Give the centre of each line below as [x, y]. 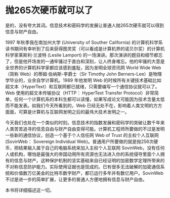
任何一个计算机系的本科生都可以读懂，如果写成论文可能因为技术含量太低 [89, 99]
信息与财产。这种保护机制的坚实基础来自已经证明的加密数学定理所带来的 [89, 160]
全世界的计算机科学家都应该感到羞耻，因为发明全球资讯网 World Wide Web [83, 67]
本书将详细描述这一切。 [30, 190]
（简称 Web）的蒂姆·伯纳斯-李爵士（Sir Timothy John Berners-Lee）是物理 [83, 74]
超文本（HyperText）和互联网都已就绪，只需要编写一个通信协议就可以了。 [82, 86]
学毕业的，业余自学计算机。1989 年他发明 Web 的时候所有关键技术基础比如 [83, 80]
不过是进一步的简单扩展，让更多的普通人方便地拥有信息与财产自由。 [76, 179]
